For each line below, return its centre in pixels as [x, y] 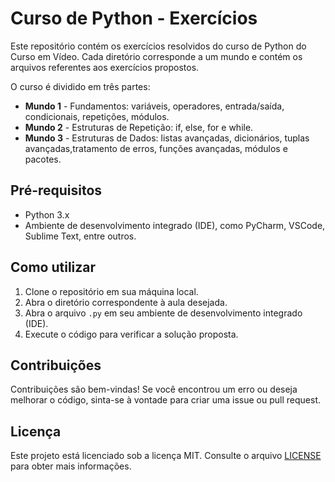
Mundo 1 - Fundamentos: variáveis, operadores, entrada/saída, [154, 106]
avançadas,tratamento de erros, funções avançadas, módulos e [156, 148]
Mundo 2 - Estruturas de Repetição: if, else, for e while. [139, 127]
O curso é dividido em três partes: [80, 86]
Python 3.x [47, 214]
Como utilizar [53, 267]
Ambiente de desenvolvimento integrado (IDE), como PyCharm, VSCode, [175, 225]
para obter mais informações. [71, 466]
